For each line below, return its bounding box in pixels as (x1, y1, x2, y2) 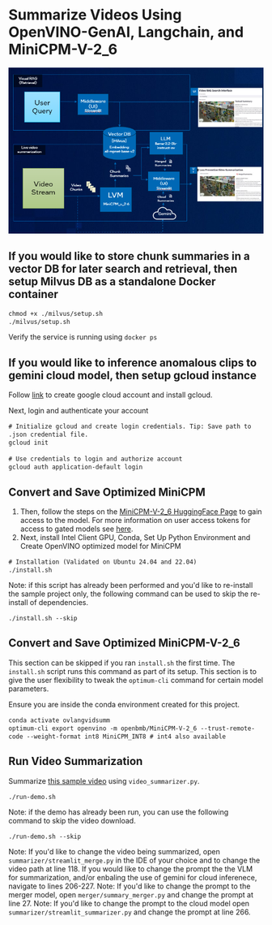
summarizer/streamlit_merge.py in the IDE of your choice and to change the (8, 855, 261, 865)
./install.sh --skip (8, 614, 79, 622)
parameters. (8, 684, 49, 694)
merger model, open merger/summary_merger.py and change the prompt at (8, 889, 253, 899)
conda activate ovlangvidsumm (8, 716, 111, 724)
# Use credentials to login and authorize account (8, 455, 183, 464)
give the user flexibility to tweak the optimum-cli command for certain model (8, 675, 264, 685)
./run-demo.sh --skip (8, 832, 82, 841)
